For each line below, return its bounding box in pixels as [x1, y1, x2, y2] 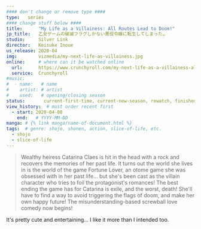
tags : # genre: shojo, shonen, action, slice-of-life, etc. [6, 126, 162, 132]
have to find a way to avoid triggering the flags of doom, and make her [20, 191, 195, 198]
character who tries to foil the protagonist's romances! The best [20, 179, 178, 186]
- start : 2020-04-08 [11, 109, 63, 115]
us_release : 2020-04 [6, 48, 58, 54]
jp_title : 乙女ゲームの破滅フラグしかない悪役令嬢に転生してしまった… [6, 31, 166, 37]
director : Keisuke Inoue [6, 43, 74, 49]
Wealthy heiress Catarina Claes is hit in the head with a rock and [20, 153, 179, 161]
